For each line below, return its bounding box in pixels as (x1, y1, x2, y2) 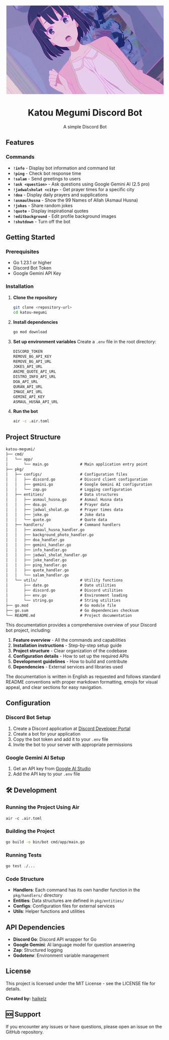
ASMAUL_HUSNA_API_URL (13, 399, 58, 405)
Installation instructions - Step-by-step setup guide (13, 642, 122, 648)
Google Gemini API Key (13, 270, 61, 276)
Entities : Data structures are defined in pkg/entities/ (13, 898, 125, 904)
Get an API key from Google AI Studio (13, 765, 91, 771)
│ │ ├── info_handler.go (6, 547, 67, 553)
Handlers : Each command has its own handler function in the (13, 887, 140, 893)
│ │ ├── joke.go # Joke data (6, 512, 105, 517)
